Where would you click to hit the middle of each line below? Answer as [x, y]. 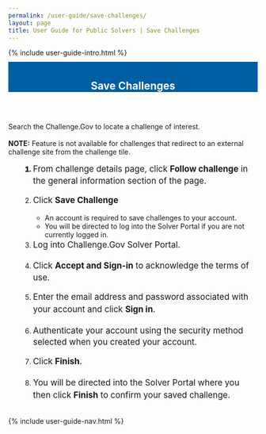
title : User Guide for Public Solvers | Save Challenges [104, 30]
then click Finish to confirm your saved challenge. [132, 395]
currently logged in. [77, 235]
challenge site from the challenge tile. [69, 152]
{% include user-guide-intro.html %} [68, 53]
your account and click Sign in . [94, 309]
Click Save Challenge [76, 200]
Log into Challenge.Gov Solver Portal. [106, 245]
